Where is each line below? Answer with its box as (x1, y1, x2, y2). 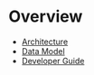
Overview (8, 6, 83, 27)
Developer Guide (21, 55, 85, 66)
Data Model (21, 45, 65, 56)
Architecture (21, 36, 69, 47)
